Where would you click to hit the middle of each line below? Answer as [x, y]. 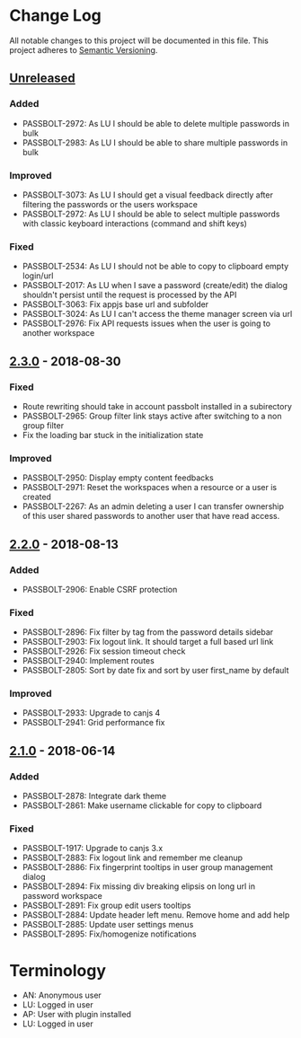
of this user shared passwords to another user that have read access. [151, 516]
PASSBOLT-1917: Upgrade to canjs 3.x [93, 849]
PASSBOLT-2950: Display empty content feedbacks [118, 478]
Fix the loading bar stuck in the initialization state [113, 435]
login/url [38, 276]
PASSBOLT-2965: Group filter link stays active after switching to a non [152, 416]
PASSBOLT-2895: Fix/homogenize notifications [109, 934]
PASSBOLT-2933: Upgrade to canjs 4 [91, 713]
